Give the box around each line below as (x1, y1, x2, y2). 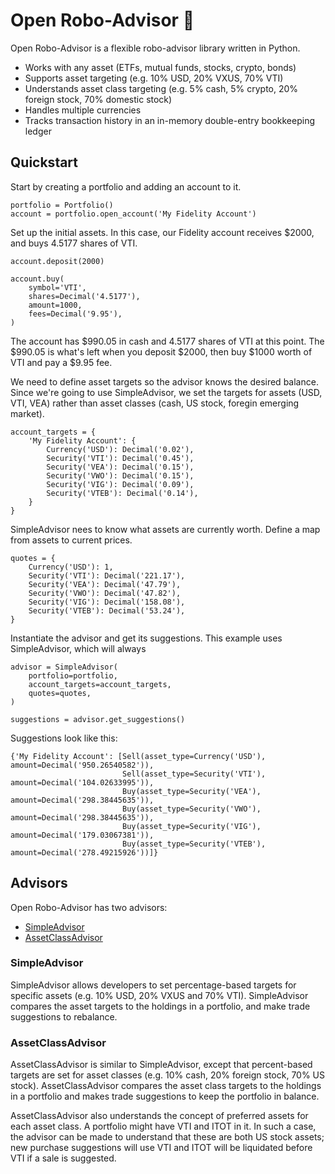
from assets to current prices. (10, 534, 133, 546)
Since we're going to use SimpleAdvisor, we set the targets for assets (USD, (10, 386, 323, 398)
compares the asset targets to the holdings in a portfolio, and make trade (10, 1000, 311, 1012)
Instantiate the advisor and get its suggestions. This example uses (10, 632, 283, 644)
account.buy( (10, 274, 65, 284)
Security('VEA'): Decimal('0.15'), (46, 462, 195, 472)
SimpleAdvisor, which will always (10, 642, 147, 654)
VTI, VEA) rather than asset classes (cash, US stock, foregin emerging (10, 397, 300, 409)
